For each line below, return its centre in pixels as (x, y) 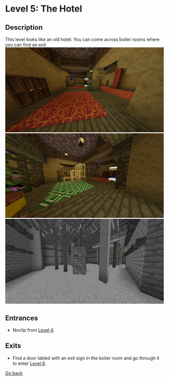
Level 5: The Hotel (44, 9)
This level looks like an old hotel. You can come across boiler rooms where (82, 39)
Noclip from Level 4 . (33, 330)
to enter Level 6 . (29, 363)
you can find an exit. (26, 45)
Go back (14, 373)
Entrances (22, 318)
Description (24, 27)
